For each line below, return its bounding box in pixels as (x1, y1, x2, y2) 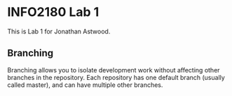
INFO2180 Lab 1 (7, 4, 100, 20)
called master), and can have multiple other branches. (7, 81, 163, 89)
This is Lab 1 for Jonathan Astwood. (7, 27, 111, 35)
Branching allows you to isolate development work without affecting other (7, 65, 220, 74)
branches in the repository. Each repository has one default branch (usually (7, 73, 226, 81)
